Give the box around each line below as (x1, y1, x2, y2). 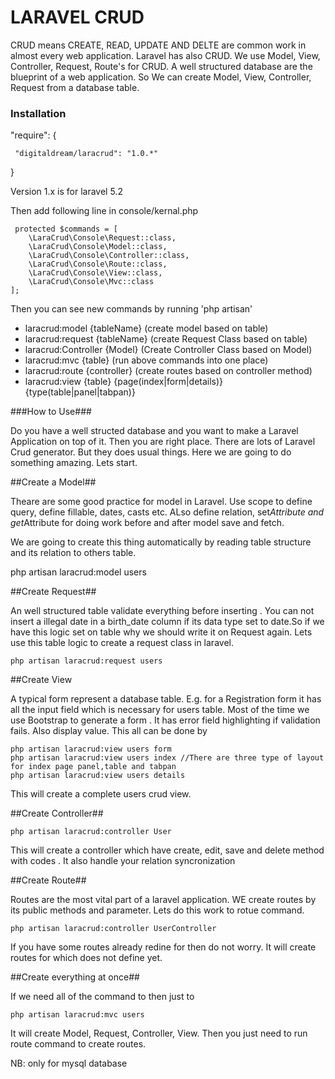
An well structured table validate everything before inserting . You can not (10, 605, 315, 617)
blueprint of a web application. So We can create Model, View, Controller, (10, 71, 312, 83)
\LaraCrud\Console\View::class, (28, 268, 163, 278)
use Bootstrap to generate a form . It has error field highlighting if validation (10, 714, 321, 726)
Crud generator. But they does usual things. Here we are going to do (10, 446, 292, 458)
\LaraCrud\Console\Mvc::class (28, 277, 155, 287)
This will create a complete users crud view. (10, 788, 192, 800)
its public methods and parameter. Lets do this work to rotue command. (10, 904, 305, 916)
